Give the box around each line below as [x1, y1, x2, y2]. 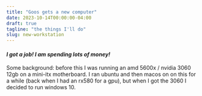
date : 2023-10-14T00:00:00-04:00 [6, 15, 92, 21]
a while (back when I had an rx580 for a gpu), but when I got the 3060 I [6, 77, 187, 84]
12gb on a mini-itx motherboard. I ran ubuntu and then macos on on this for [6, 71, 196, 78]
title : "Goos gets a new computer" [6, 9, 97, 15]
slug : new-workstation [6, 32, 64, 38]
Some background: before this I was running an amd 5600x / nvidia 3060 [6, 64, 192, 72]
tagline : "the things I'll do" [6, 26, 86, 32]
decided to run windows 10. [6, 84, 76, 91]
